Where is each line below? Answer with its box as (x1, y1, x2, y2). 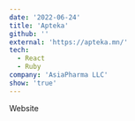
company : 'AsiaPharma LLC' (9, 71, 109, 79)
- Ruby (17, 63, 41, 72)
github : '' (9, 29, 49, 38)
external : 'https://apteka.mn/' (9, 37, 128, 47)
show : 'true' (9, 79, 57, 87)
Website (9, 102, 40, 113)
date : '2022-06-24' (9, 12, 81, 22)
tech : (9, 46, 29, 55)
